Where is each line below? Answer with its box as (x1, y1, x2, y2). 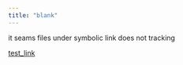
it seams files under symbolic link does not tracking (8, 33, 176, 42)
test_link (8, 48, 35, 57)
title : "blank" (8, 11, 58, 20)
